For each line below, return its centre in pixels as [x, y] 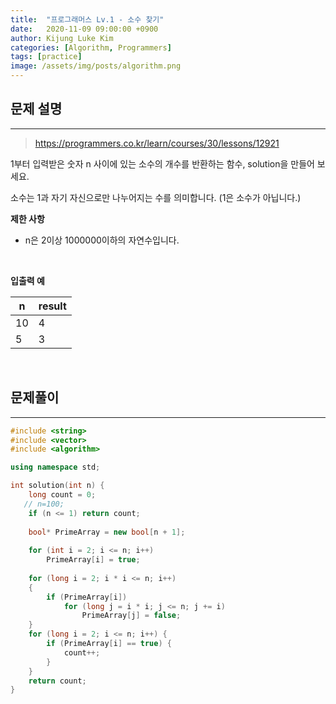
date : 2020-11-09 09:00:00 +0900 [84, 29]
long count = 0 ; [62, 495]
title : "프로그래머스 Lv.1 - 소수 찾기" [87, 19]
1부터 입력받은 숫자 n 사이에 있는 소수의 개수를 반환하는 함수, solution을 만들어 [162, 163]
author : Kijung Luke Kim [62, 38]
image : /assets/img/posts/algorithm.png [96, 66]
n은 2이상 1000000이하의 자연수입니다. [102, 240]
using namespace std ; [55, 467]
